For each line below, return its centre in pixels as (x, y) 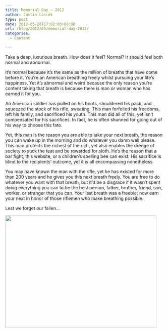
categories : (18, 33)
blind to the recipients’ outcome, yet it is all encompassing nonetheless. (79, 161)
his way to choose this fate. (34, 125)
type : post (17, 19)
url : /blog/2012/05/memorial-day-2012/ (47, 29)
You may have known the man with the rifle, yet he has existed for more (80, 171)
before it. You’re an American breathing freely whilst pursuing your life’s (80, 77)
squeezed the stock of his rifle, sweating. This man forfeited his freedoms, (82, 109)
